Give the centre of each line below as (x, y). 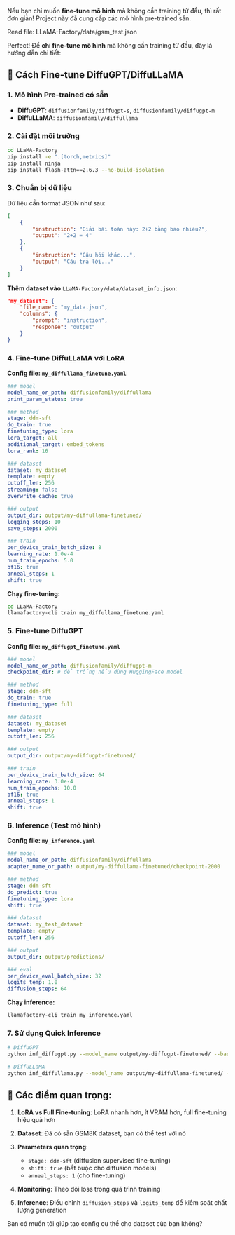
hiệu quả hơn (36, 1119)
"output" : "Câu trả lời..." (73, 262)
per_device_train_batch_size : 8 (54, 548)
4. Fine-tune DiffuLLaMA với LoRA (66, 358)
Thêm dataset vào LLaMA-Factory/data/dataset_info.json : (92, 288)
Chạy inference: (31, 1002)
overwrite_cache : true (40, 497)
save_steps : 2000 (33, 528)
